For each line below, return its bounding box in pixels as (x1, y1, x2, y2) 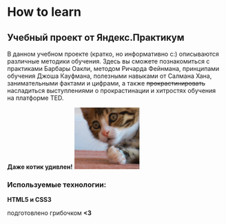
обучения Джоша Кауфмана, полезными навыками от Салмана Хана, (7, 72, 212, 80)
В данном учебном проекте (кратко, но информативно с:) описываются (7, 50, 219, 58)
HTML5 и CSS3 (7, 196, 52, 204)
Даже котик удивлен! (7, 163, 73, 171)
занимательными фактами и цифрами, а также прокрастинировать (7, 79, 205, 87)
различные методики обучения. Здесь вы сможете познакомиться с (7, 57, 210, 65)
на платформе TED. (7, 94, 64, 102)
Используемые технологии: (7, 180, 107, 190)
